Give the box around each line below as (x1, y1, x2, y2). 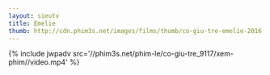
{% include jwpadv (8, 49, 71, 59)
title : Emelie (8, 19, 57, 27)
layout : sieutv (8, 11, 60, 20)
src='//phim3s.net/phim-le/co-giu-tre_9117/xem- (72, 49, 234, 59)
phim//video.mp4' (8, 57, 69, 67)
